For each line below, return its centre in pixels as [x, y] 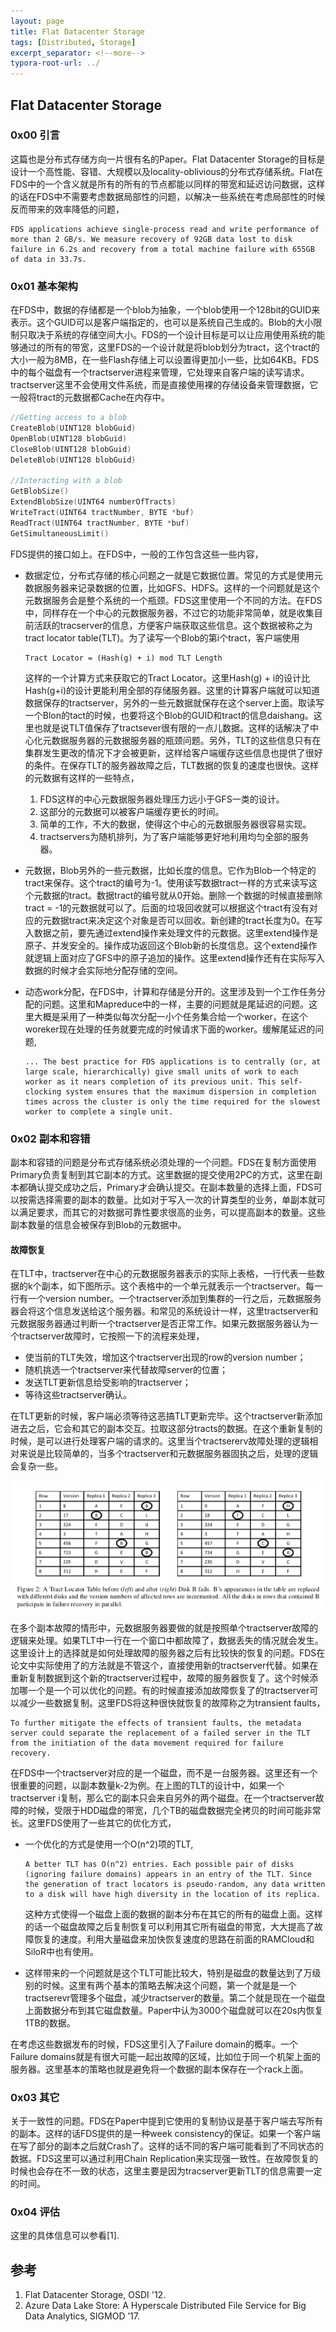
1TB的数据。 [50, 2022]
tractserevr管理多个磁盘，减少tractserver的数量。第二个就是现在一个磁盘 [175, 1997]
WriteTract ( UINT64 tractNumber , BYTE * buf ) [102, 512]
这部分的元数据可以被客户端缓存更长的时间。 [132, 811]
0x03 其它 [35, 2097]
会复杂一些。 [36, 1466]
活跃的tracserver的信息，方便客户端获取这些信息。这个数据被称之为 [173, 625]
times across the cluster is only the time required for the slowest [173, 1101]
